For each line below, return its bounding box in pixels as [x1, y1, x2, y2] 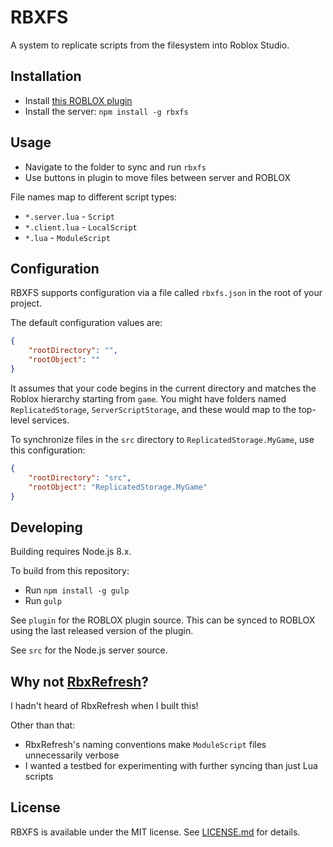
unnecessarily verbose [24, 749, 120, 761]
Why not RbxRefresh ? [10, 673, 150, 690]
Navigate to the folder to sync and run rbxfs [24, 161, 207, 173]
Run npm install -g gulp [24, 584, 130, 596]
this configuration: [10, 444, 86, 456]
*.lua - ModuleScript [24, 231, 111, 243]
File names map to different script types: [10, 191, 178, 203]
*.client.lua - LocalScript [24, 221, 138, 233]
